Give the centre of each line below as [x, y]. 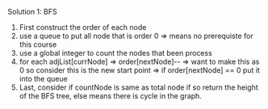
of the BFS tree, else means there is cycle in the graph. [111, 96]
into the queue [43, 79]
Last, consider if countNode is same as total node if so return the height [139, 87]
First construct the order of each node [83, 27]
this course [38, 44]
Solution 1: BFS [32, 12]
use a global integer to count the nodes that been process [116, 53]
